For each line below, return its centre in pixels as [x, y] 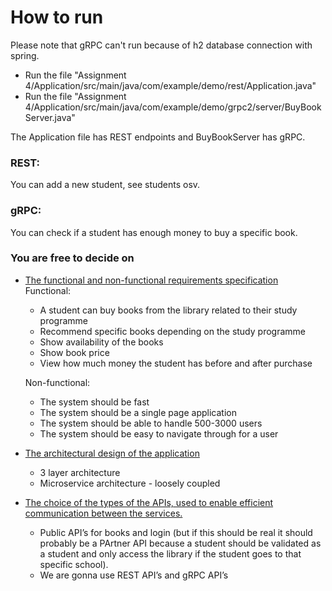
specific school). [74, 564]
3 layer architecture [80, 472]
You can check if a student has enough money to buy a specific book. [154, 232]
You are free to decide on [72, 258]
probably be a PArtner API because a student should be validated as [180, 543]
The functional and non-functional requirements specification [151, 280]
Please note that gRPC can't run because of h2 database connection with [161, 45]
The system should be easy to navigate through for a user [159, 433]
